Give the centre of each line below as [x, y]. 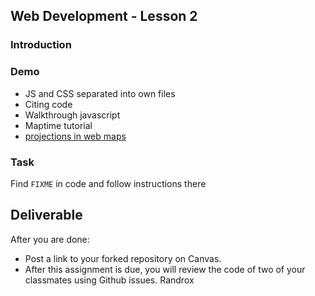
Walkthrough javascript [72, 115]
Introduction [41, 45]
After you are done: [50, 239]
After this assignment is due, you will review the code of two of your [165, 269]
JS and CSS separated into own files [100, 93]
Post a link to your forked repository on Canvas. [123, 258]
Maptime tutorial [58, 125]
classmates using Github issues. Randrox [109, 280]
